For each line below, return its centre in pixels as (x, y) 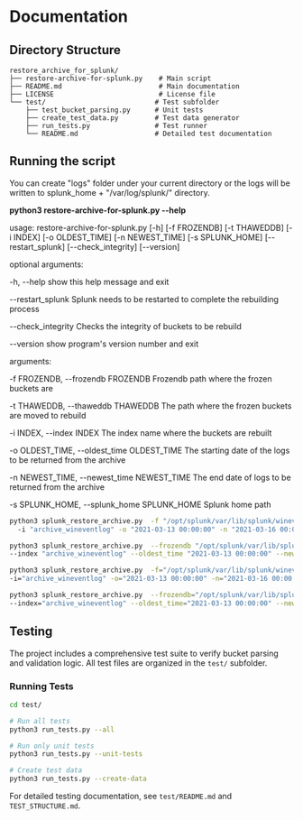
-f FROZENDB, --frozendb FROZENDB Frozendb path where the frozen (141, 378)
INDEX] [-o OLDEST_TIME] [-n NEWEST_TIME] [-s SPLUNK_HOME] (138, 237)
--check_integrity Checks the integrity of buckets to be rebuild (125, 326)
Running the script (62, 161)
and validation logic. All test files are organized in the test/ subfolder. (138, 663)
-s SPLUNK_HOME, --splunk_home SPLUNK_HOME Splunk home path (141, 504)
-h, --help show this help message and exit (89, 281)
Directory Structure (65, 50)
